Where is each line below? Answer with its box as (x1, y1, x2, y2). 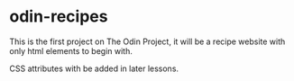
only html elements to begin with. (9, 45, 133, 56)
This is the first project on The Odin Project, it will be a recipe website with (9, 36, 286, 47)
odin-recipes (9, 6, 108, 27)
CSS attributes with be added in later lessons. (9, 63, 179, 74)
